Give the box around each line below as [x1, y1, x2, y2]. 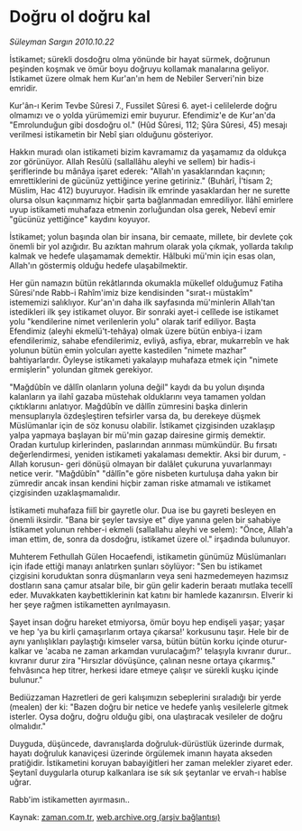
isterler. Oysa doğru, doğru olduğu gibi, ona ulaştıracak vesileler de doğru [9, 711, 283, 722]
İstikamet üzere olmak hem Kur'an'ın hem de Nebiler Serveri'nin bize [9, 72, 264, 83]
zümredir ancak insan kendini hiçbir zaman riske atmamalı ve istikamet [9, 477, 271, 488]
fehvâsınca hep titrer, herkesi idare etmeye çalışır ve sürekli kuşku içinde [9, 665, 279, 675]
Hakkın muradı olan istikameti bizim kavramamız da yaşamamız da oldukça [9, 146, 287, 157]
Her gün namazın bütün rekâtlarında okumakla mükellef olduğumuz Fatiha [9, 278, 284, 288]
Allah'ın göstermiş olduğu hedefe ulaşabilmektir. [9, 260, 188, 270]
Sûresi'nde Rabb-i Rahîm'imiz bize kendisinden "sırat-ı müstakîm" [9, 287, 253, 297]
